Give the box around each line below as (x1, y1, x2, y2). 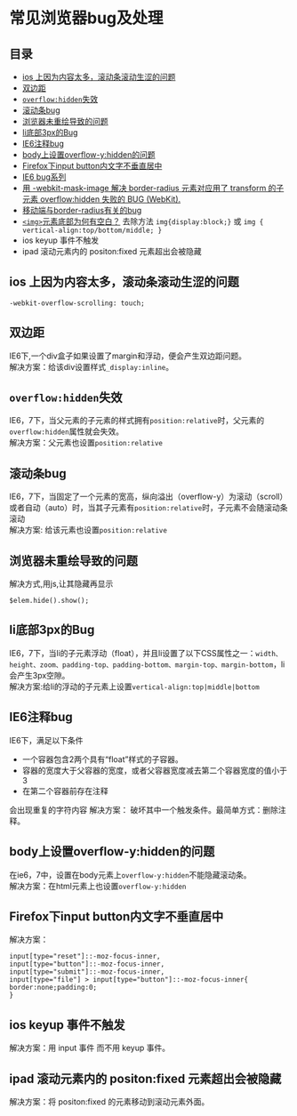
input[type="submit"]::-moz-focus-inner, (9, 967, 165, 976)
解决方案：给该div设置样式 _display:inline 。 (9, 361, 174, 372)
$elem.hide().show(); (9, 597, 90, 606)
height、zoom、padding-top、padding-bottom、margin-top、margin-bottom (9, 660, 274, 670)
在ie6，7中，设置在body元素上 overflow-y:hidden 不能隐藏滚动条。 (9, 869, 252, 880)
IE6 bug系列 (21, 172, 67, 182)
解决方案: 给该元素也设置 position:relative (9, 525, 167, 535)
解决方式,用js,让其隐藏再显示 (9, 579, 114, 590)
